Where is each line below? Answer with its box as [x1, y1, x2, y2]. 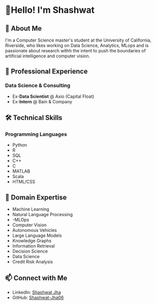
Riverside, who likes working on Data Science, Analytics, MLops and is [5, 43, 149, 48]
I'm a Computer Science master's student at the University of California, [5, 37, 152, 43]
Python [12, 142, 27, 148]
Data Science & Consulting [5, 82, 71, 89]
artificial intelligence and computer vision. [5, 53, 90, 59]
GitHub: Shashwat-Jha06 [12, 295, 64, 301]
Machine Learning [12, 206, 49, 212]
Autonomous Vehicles [12, 227, 57, 233]
